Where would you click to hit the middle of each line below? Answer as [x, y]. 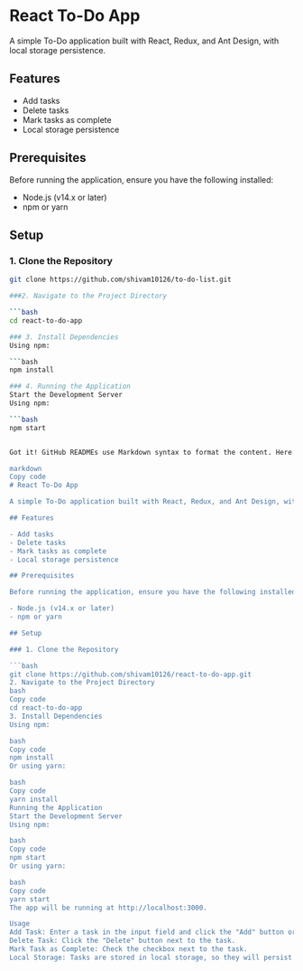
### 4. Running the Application [70, 387]
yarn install [34, 799]
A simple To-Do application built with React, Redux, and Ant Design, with [144, 41]
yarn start [30, 899]
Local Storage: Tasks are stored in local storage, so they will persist [151, 957]
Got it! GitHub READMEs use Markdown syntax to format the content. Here [151, 452]
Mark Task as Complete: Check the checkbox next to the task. [129, 949]
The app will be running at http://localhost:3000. [108, 908]
